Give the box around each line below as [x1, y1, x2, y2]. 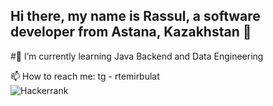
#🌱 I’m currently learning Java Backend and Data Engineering [10, 50, 264, 62]
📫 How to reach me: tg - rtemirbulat [10, 70, 160, 82]
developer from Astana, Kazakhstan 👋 [10, 24, 252, 41]
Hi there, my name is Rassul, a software [10, 8, 261, 25]
